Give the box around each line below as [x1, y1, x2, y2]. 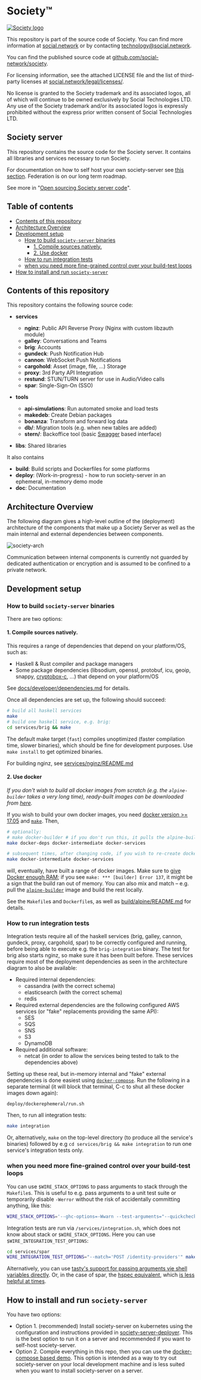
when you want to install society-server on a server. [15, 1367, 143, 1375]
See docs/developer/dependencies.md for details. [7, 684, 130, 692]
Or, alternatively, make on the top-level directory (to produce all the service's [7, 1134, 193, 1141]
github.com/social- [112, 53, 159, 60]
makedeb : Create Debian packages [24, 411, 112, 418]
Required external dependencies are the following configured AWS [15, 1002, 180, 1009]
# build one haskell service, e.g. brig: [7, 718, 112, 725]
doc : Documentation [15, 484, 66, 492]
